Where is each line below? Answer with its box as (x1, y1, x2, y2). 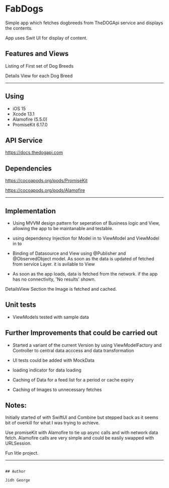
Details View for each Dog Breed (5, 73, 73, 79)
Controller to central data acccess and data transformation (12, 347, 134, 353)
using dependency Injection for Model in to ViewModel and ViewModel (12, 235, 159, 241)
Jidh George (5, 478, 30, 483)
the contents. (5, 25, 33, 31)
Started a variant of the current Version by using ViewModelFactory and (12, 342, 162, 348)
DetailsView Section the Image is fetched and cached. (5, 286, 117, 292)
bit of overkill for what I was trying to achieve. (5, 420, 100, 426)
